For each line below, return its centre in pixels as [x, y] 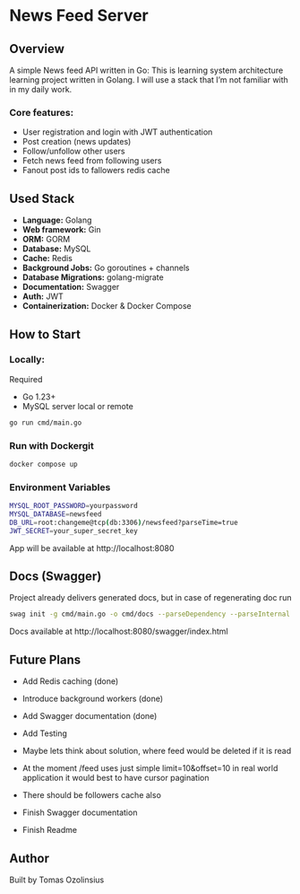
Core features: [42, 112]
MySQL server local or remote [78, 406]
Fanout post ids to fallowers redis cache [96, 171]
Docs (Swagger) [56, 577]
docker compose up [43, 464]
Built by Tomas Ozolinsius [57, 880]
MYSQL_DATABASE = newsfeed [56, 514]
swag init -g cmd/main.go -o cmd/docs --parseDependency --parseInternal [150, 614]
